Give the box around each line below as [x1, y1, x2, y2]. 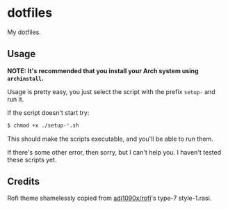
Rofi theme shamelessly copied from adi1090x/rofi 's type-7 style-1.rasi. [7, 194, 212, 203]
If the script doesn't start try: [7, 108, 90, 116]
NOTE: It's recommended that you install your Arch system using [7, 66, 199, 75]
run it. [7, 95, 24, 103]
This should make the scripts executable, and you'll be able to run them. [7, 134, 213, 143]
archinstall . [7, 74, 44, 82]
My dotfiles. [7, 28, 42, 36]
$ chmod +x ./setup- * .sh [7, 122, 79, 129]
